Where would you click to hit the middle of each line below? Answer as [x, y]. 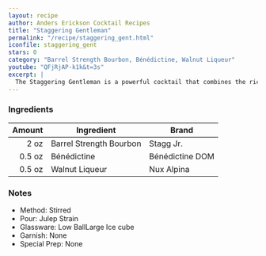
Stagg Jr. [166, 143]
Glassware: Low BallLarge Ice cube [77, 227]
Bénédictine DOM [182, 156]
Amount [28, 130]
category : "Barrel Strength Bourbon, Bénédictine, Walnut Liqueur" [122, 60]
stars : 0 [23, 52]
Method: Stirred [45, 210]
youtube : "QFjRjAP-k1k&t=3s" [56, 67]
